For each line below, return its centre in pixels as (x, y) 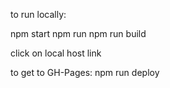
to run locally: (38, 14)
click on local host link (56, 53)
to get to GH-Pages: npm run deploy (85, 72)
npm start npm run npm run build (78, 33)
